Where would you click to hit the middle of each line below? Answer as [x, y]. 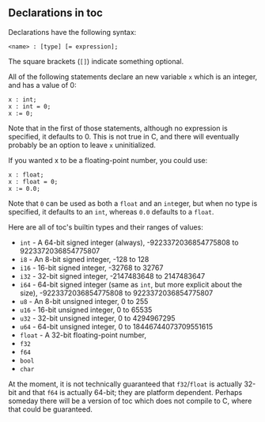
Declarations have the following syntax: [72, 32]
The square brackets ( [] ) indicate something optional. [96, 61]
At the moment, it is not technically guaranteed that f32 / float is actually [125, 384]
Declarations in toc [55, 13]
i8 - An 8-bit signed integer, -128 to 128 [84, 259]
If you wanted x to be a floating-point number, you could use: [108, 160]
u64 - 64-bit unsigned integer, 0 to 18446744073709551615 [116, 326]
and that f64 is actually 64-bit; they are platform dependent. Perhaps [131, 392]
